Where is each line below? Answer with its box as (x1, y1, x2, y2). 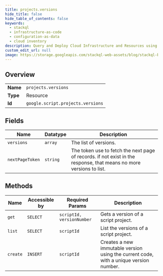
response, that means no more (71, 159, 141, 166)
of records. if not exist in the (71, 153, 135, 160)
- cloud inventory (9, 39, 47, 44)
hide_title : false (5, 12, 42, 17)
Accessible (28, 196, 54, 203)
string (44, 157, 60, 162)
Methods (5, 182, 33, 190)
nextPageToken (7, 157, 40, 162)
